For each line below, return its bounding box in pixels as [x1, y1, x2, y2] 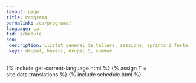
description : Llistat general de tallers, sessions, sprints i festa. [8, 43, 191, 49]
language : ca [6, 25, 39, 32]
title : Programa [6, 14, 47, 20]
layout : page [6, 8, 39, 15]
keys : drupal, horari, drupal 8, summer [8, 48, 113, 54]
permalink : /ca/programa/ [6, 20, 71, 26]
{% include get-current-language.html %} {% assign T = [6, 64, 147, 72]
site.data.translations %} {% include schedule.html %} [6, 70, 142, 78]
